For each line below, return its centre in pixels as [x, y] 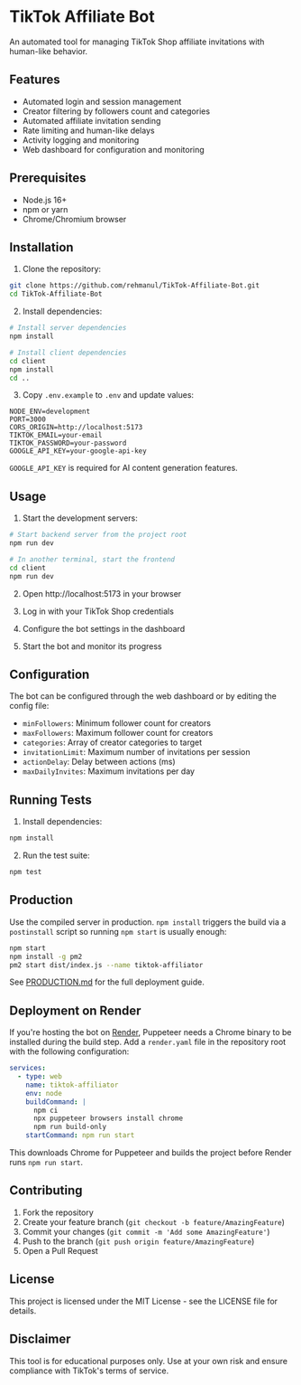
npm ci [46, 1110]
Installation [41, 247]
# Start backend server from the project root [98, 535]
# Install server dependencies [68, 328]
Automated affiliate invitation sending [91, 120]
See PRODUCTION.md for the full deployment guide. [107, 982]
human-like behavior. [49, 51]
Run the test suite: [56, 855]
